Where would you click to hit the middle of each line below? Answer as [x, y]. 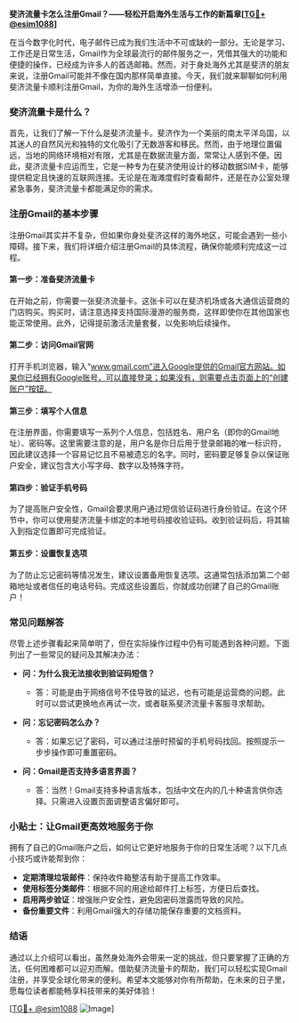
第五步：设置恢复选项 [48, 553]
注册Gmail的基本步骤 [54, 214]
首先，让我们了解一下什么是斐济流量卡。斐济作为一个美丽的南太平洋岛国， [145, 133]
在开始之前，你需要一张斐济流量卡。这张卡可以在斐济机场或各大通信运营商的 [149, 301]
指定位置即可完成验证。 [68, 531]
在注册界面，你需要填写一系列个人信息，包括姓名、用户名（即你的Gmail [141, 432]
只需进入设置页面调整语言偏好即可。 [117, 801]
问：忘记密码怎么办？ [61, 722]
